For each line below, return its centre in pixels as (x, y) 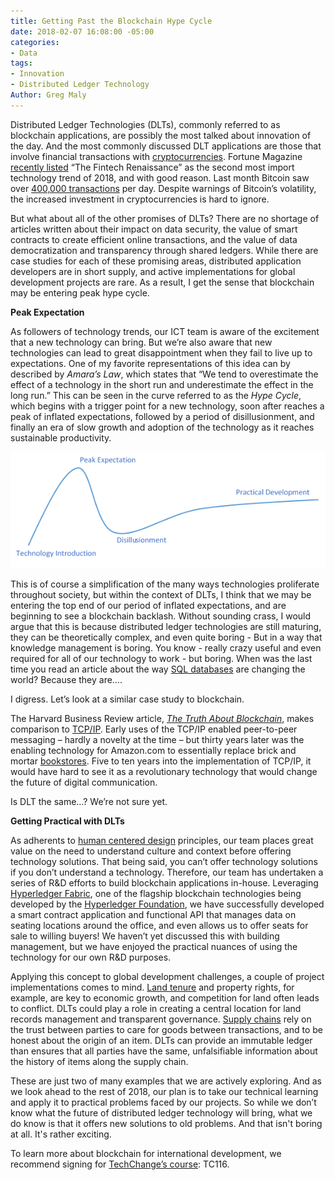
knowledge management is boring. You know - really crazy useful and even (166, 647)
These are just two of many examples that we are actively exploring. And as (166, 1081)
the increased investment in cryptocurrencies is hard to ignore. (140, 199)
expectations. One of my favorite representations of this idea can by (150, 363)
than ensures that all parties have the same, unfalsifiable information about (164, 1051)
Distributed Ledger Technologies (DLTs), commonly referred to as (145, 124)
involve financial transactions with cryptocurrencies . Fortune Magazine (156, 156)
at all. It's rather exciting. (61, 1134)
